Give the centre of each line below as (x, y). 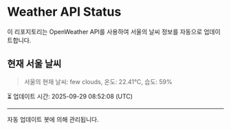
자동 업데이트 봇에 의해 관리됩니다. (53, 119)
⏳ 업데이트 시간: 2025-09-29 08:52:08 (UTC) (70, 96)
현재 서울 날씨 (34, 64)
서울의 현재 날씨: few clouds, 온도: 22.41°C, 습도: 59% (98, 81)
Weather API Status (64, 12)
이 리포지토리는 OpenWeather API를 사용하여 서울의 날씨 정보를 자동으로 (105, 31)
